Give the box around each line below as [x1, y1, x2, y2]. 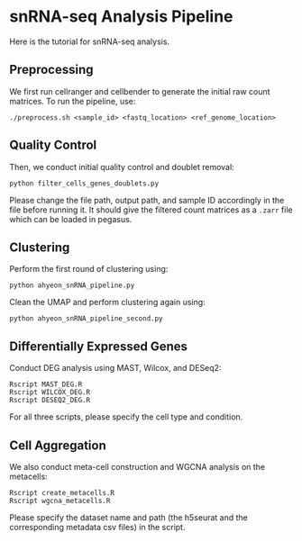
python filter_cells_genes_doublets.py [9, 178, 160, 188]
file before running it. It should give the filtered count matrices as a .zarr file [9, 204, 293, 215]
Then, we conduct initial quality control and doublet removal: [9, 161, 234, 172]
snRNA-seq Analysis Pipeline [9, 6, 233, 27]
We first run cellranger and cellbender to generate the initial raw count [9, 86, 270, 96]
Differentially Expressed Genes [9, 338, 188, 354]
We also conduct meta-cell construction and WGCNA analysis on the [9, 462, 266, 472]
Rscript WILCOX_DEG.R [9, 388, 91, 397]
